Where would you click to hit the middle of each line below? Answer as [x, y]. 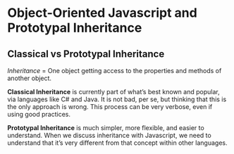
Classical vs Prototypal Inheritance [86, 54]
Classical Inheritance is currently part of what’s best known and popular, [113, 92]
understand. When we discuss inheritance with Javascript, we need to [109, 135]
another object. [29, 78]
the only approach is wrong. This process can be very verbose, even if [110, 107]
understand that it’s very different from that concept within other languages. [117, 143]
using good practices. [39, 114]
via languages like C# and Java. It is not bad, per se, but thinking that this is [117, 99]
